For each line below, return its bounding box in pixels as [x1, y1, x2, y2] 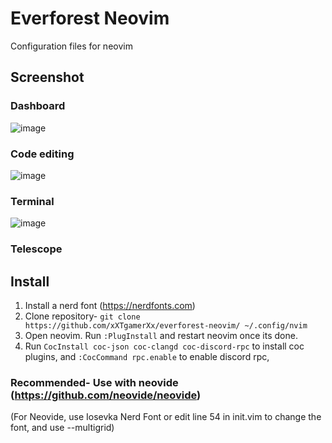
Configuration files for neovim [10, 40, 133, 52]
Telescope [10, 242, 63, 256]
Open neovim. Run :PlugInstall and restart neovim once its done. [24, 329, 298, 341]
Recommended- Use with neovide [10, 375, 179, 389]
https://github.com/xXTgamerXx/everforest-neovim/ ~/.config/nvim [24, 320, 308, 331]
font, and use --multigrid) [10, 422, 115, 434]
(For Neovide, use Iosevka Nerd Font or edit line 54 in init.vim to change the [10, 411, 322, 423]
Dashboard [10, 99, 66, 113]
